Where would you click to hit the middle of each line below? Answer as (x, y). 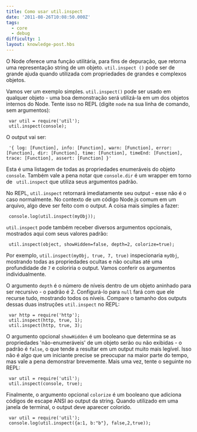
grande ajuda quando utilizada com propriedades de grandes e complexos (96, 74)
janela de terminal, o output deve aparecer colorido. (69, 407)
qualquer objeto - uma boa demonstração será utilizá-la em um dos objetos (98, 97)
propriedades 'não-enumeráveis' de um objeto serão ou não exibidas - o (94, 342)
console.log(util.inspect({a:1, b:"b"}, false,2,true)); (80, 423)
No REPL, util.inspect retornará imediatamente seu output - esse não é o (96, 193)
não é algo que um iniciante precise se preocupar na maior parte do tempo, (98, 355)
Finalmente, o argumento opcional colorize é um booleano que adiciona (94, 394)
